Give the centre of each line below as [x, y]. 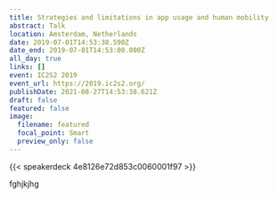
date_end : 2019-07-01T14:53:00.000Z [77, 51]
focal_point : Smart [53, 133]
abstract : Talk [37, 26]
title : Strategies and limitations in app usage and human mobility [139, 17]
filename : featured [53, 125]
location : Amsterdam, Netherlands [74, 34]
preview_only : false [55, 141]
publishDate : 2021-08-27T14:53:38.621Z [83, 91]
